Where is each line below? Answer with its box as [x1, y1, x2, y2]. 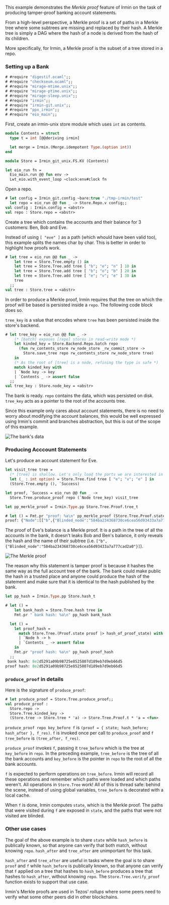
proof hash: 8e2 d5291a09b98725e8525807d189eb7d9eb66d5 [5, 664, 123, 669]
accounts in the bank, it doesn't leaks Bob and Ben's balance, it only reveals [5, 533, 163, 539]
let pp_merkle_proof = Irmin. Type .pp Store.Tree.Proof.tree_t [5, 504, 138, 509]
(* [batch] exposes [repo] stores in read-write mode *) [14, 337, 136, 342]
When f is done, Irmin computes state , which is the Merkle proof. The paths [5, 802, 163, 808]
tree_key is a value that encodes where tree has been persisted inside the [5, 317, 159, 323]
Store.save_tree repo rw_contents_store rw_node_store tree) [23, 351, 154, 356]
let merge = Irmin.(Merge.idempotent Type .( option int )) [10, 145, 132, 150]
